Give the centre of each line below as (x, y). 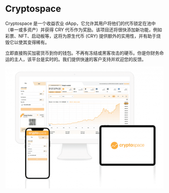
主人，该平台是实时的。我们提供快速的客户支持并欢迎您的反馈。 (80, 59)
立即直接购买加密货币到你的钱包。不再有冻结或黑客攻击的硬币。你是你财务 (82, 53)
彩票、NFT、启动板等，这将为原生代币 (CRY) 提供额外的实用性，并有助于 (81, 36)
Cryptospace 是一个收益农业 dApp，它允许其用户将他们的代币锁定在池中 (80, 23)
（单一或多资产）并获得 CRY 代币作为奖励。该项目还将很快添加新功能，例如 (84, 29)
